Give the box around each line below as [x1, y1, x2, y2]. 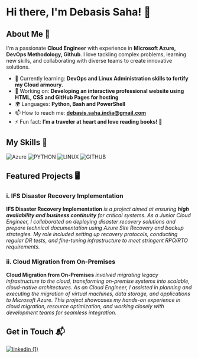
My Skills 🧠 [6, 137, 47, 147]
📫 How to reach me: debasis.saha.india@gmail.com [14, 109, 147, 116]
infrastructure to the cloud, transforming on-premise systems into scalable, [6, 278, 190, 285]
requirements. [6, 243, 40, 250]
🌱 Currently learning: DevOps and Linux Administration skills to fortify [14, 75, 189, 82]
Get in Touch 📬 [6, 327, 65, 337]
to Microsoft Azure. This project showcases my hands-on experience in [6, 296, 181, 304]
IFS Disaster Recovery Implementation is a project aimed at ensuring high [6, 205, 189, 212]
